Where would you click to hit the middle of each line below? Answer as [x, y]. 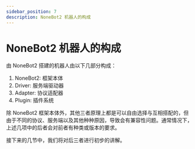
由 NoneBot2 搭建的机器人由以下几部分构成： [61, 66]
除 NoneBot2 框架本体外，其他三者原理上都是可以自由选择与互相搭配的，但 [97, 113]
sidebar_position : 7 [32, 12]
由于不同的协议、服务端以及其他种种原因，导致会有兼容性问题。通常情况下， [99, 120]
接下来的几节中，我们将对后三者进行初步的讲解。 [66, 140]
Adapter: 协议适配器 [39, 93]
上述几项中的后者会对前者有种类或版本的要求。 [63, 128]
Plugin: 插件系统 [34, 101]
